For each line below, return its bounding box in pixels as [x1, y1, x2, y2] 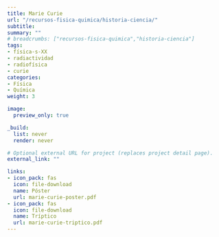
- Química [7, 87, 36, 93]
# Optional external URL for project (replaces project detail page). [7, 149, 214, 157]
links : [7, 168, 26, 175]
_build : [7, 124, 30, 131]
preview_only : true [13, 112, 69, 119]
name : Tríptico [13, 213, 57, 220]
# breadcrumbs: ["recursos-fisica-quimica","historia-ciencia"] [7, 36, 195, 43]
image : [7, 106, 26, 113]
